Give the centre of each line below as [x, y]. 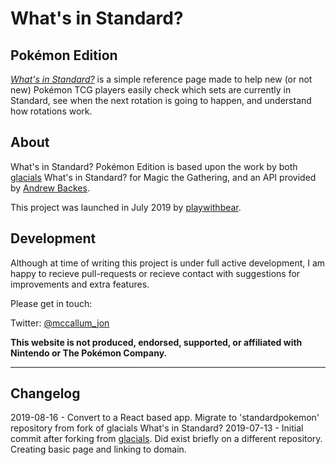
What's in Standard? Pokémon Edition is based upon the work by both [154, 166]
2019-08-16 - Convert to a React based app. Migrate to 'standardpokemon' [165, 418]
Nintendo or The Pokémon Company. [89, 353]
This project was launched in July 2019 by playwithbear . [126, 207]
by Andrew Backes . [50, 188]
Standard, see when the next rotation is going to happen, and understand [161, 100]
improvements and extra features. [80, 284]
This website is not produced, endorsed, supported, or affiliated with [156, 342]
